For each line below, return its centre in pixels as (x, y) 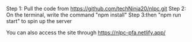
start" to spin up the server (39, 21)
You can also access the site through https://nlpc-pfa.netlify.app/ (86, 33)
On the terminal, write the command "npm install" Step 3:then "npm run (94, 15)
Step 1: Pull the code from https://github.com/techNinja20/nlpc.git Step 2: (96, 9)
